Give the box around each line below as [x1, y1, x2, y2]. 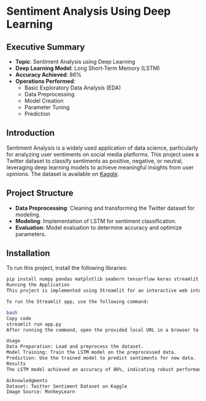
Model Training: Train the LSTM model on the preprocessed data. [6, 349, 177, 356]
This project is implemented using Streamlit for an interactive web [6, 288, 188, 294]
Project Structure [6, 188, 74, 199]
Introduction [6, 128, 55, 139]
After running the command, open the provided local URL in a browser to [6, 327, 199, 333]
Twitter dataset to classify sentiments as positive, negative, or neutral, [6, 157, 183, 164]
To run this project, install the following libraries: [6, 264, 128, 272]
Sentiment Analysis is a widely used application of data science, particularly [6, 144, 199, 151]
